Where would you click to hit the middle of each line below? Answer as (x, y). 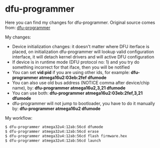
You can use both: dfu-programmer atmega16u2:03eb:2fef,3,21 (77, 93)
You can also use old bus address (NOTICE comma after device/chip (81, 83)
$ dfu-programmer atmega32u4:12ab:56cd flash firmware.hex (66, 136)
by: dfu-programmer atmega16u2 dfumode (56, 109)
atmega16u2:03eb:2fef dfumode (73, 77)
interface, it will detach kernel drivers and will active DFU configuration (83, 56)
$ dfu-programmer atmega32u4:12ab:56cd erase (52, 131)
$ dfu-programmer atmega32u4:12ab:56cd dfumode (54, 127)
